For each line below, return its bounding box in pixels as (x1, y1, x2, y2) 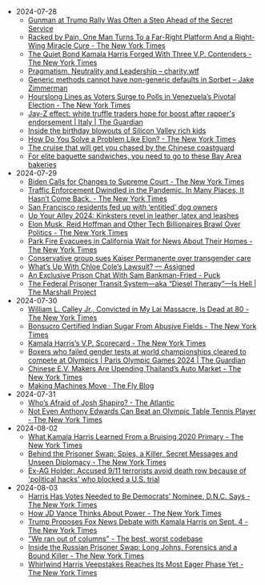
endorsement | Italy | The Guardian (27, 118, 144, 126)
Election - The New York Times (27, 100, 130, 110)
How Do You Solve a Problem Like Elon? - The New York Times (27, 134, 236, 143)
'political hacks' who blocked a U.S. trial (27, 475, 160, 483)
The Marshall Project (27, 287, 97, 297)
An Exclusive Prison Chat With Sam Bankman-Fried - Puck (27, 270, 221, 279)
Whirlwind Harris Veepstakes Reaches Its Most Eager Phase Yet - (27, 559, 244, 569)
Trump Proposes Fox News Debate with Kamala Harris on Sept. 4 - (27, 517, 248, 527)
